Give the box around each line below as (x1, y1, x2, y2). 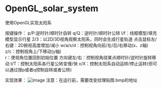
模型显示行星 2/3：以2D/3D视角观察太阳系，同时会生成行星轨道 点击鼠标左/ (5, 36, 157, 42)
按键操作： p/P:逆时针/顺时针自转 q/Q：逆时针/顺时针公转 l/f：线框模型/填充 (5, 30, 157, 36)
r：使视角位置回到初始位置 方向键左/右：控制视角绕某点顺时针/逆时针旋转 (5, 54, 152, 60)
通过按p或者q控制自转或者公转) (9, 66, 72, 72)
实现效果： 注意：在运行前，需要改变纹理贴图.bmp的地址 (5, 77, 138, 83)
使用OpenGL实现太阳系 (5, 20, 52, 25)
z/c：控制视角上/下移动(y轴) (5, 48, 61, 54)
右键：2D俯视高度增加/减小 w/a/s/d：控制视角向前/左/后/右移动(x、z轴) (5, 42, 148, 48)
